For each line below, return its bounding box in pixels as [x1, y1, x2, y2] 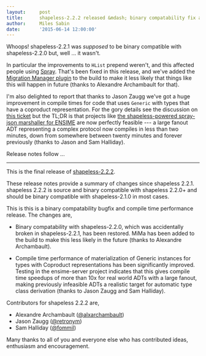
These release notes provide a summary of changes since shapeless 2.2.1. [6, 180, 194, 187]
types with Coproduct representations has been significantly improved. [15, 261, 195, 269]
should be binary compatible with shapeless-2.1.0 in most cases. [6, 193, 170, 200]
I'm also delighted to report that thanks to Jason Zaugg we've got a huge [6, 93, 191, 100]
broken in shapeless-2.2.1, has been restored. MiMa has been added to [15, 230, 195, 237]
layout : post [6, 9, 51, 15]
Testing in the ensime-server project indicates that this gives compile [15, 268, 190, 275]
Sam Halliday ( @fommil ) [15, 324, 77, 331]
